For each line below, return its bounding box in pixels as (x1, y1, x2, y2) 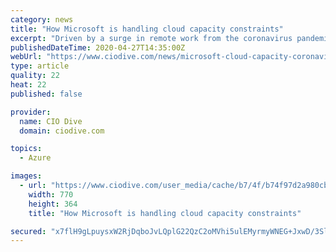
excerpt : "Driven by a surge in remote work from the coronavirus (10, 33, 293, 43)
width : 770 (28, 189, 74, 200)
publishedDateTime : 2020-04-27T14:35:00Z (10, 42, 186, 53)
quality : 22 (10, 71, 60, 81)
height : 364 (28, 199, 78, 209)
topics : (10, 144, 43, 154)
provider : (10, 107, 52, 117)
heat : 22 (10, 80, 47, 90)
